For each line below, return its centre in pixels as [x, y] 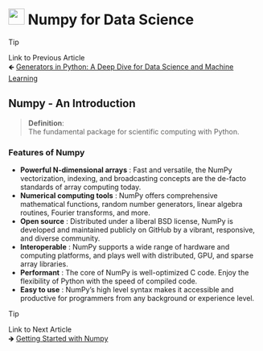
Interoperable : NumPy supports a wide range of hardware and [125, 247]
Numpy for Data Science [111, 20]
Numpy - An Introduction [72, 103]
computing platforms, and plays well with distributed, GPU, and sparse [137, 256]
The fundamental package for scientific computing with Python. [134, 131]
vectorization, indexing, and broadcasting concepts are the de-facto [133, 179]
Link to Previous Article [47, 57]
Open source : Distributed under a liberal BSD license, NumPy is [126, 221]
